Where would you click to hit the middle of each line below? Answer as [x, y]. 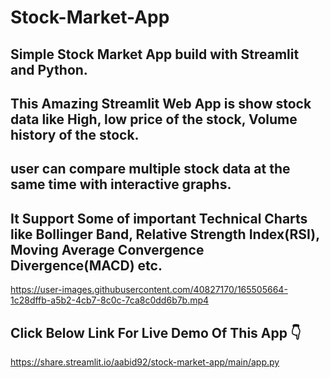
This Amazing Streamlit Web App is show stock [161, 103]
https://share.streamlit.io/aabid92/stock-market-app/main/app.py [145, 362]
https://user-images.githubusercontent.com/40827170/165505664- [149, 290]
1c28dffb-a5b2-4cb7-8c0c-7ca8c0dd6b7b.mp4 [110, 300]
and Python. [49, 69]
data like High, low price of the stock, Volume [154, 119]
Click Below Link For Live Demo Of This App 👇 [156, 332]
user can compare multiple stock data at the [150, 169]
